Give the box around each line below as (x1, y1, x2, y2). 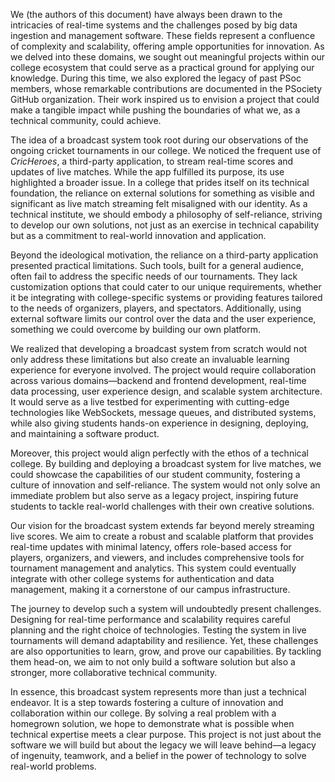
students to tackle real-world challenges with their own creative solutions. (10, 500, 315, 512)
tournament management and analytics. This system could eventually (10, 562, 297, 574)
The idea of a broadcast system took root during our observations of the (10, 134, 309, 146)
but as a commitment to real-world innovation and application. (10, 230, 267, 241)
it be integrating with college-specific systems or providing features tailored (10, 292, 323, 303)
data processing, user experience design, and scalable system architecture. (10, 385, 323, 397)
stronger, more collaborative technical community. (10, 667, 218, 678)
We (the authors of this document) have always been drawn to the (10, 9, 283, 20)
